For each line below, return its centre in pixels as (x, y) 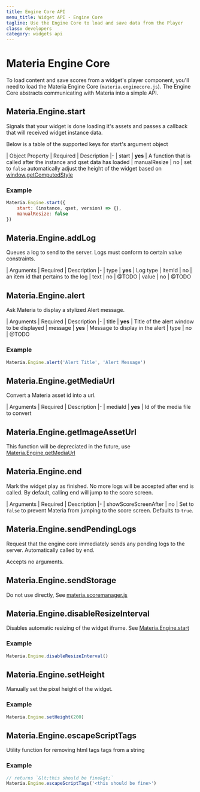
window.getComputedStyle (40, 175)
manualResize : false (43, 214)
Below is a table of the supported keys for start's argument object (87, 144)
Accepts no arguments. (35, 562)
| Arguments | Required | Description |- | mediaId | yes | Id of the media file (99, 407)
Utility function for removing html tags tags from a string (75, 750)
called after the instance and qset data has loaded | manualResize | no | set (99, 162)
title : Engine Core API (36, 12)
